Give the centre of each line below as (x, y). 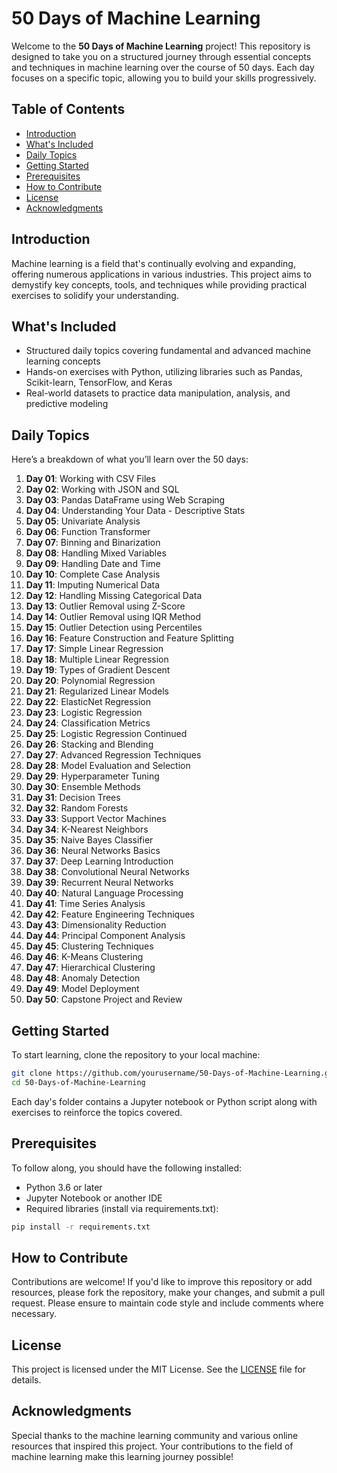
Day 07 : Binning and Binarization (93, 543)
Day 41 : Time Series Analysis (85, 904)
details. (26, 1380)
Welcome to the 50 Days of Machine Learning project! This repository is (161, 46)
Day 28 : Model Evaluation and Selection (108, 766)
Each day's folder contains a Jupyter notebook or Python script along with (164, 1101)
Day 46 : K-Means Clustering (84, 957)
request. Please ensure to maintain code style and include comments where (167, 1303)
